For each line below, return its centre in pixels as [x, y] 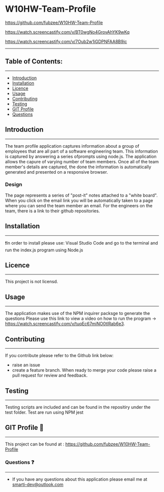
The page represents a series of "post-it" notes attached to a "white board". [81, 195]
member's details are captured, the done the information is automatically [78, 167]
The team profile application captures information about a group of [72, 146]
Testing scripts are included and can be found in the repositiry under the [78, 407]
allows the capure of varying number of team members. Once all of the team [82, 161]
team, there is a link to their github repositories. [52, 211]
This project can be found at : [35, 444]
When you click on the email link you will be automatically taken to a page [79, 200]
